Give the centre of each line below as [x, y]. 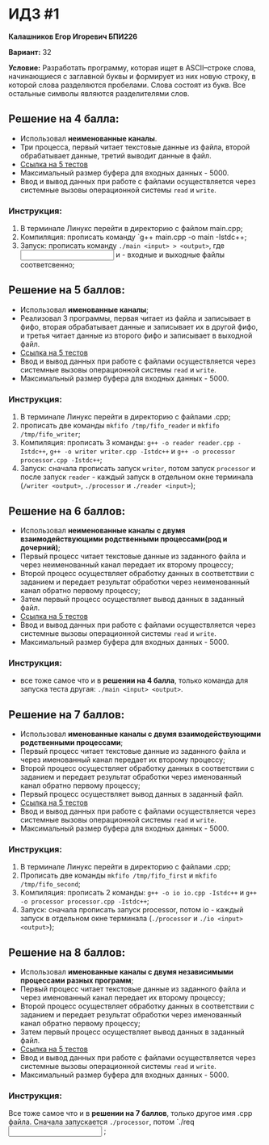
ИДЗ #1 [34, 14]
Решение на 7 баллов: [67, 715]
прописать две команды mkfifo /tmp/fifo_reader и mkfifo [120, 426]
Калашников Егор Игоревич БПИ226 [73, 36]
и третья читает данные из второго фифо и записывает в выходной [136, 335]
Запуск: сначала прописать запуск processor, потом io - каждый [132, 910]
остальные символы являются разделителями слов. [99, 93]
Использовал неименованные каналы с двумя [103, 530]
